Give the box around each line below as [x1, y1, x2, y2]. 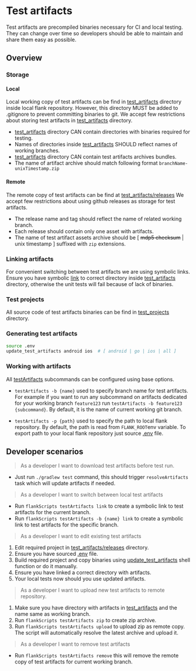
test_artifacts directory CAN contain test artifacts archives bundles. [14, 153, 177, 160]
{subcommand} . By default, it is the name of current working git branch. [14, 405, 183, 412]
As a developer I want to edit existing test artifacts [20, 533, 142, 540]
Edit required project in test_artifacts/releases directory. [14, 544, 149, 551]
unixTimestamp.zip [14, 166, 60, 172]
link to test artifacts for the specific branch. [14, 521, 119, 528]
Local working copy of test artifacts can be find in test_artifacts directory [6, 98, 182, 105]
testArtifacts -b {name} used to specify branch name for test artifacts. [14, 387, 188, 394]
